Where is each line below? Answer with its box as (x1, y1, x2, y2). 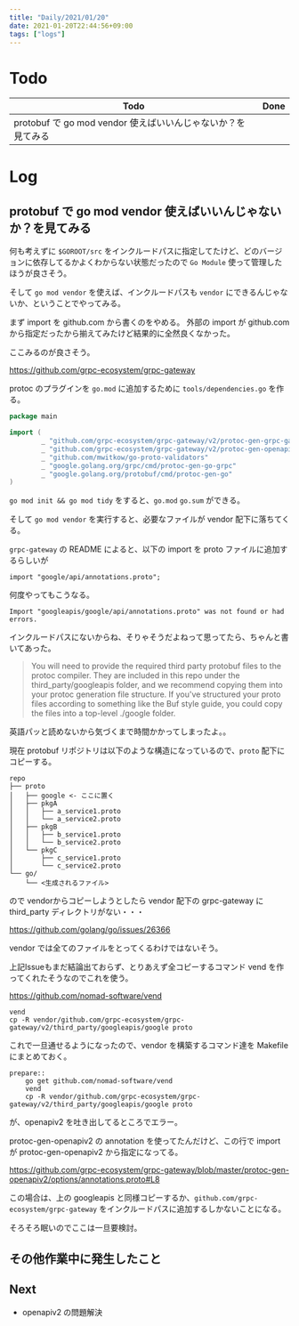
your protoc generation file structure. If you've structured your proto (30, 689, 281, 699)
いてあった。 (9, 643, 56, 654)
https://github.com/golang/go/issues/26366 (9, 925, 171, 935)
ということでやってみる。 (32, 298, 126, 309)
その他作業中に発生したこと (9, 1251, 162, 1266)
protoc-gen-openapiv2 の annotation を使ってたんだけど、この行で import (9, 1136, 281, 1146)
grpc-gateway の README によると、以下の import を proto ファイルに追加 (9, 544, 280, 554)
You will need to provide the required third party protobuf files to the (30, 660, 282, 672)
